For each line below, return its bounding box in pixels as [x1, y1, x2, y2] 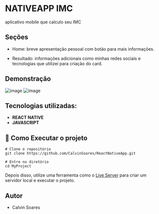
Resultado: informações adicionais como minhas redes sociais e [12, 55, 141, 61]
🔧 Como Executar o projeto [5, 134, 88, 142]
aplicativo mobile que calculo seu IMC [5, 19, 81, 25]
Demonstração [5, 75, 51, 83]
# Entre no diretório [5, 160, 49, 164]
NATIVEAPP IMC [5, 3, 73, 14]
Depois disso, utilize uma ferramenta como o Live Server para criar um [5, 172, 147, 178]
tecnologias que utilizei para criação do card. [12, 60, 103, 66]
